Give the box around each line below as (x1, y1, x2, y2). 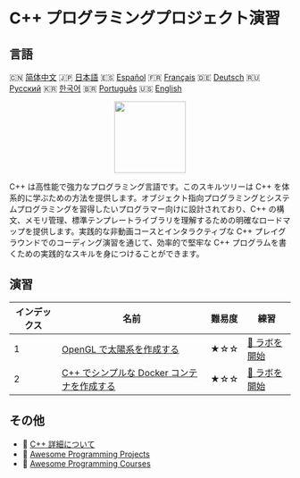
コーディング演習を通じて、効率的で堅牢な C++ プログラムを (55, 238, 279, 247)
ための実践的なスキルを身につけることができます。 (16, 248, 204, 259)
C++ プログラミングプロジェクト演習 (9, 8, 281, 29)
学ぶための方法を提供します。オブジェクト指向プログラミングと (32, 193, 267, 203)
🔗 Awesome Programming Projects (21, 449, 150, 459)
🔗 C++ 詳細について (21, 439, 96, 449)
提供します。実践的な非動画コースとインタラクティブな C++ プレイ (32, 226, 279, 237)
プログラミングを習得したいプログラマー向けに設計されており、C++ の (16, 204, 277, 214)
